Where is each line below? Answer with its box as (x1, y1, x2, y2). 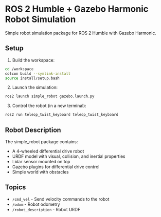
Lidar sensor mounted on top (12, 158, 71, 164)
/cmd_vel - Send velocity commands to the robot (12, 196, 109, 202)
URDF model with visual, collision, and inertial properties (12, 153, 125, 159)
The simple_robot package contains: (5, 138, 78, 145)
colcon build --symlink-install (5, 71, 71, 76)
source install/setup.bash (5, 76, 60, 81)
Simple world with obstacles (12, 169, 69, 174)
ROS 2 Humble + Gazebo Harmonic (5, 3, 149, 15)
